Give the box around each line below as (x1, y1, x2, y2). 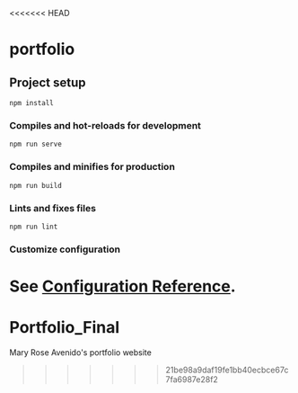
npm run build (9, 181, 63, 190)
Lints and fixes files (9, 201, 97, 214)
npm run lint (9, 222, 58, 231)
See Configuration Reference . (9, 276, 236, 296)
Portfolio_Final (9, 317, 120, 338)
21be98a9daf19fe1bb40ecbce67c (165, 364, 289, 375)
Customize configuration (9, 243, 121, 255)
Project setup (9, 75, 87, 90)
